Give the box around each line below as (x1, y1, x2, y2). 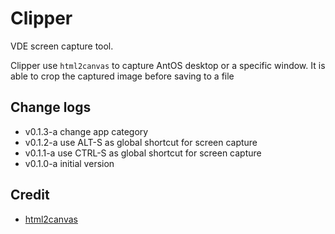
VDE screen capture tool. (10, 40, 114, 52)
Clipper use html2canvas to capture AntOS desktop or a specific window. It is (10, 59, 326, 71)
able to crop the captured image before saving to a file (10, 70, 235, 82)
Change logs (10, 99, 92, 116)
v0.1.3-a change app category (24, 125, 149, 137)
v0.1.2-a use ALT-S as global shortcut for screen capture (24, 136, 258, 148)
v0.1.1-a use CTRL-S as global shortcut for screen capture (24, 147, 262, 159)
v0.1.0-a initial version (24, 157, 115, 169)
